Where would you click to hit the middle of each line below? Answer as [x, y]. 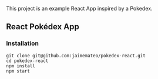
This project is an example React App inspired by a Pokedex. [79, 8]
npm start [18, 71]
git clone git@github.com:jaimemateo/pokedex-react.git [76, 56]
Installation [23, 43]
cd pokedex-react [27, 61]
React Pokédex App [43, 27]
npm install [21, 66]
